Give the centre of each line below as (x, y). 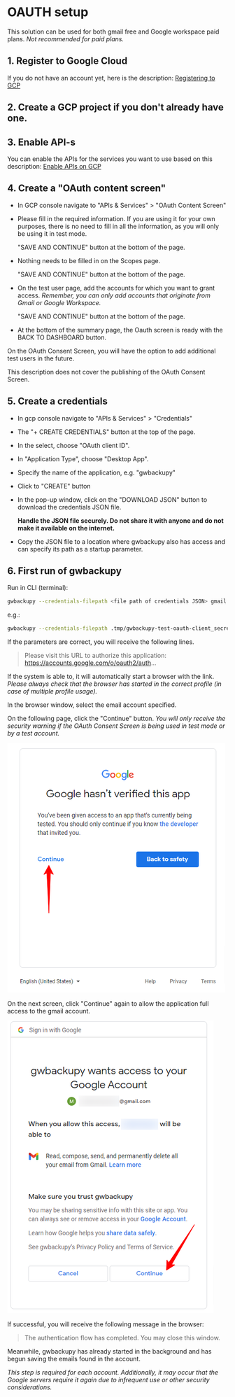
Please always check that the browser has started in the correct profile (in (114, 684)
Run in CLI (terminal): (38, 588)
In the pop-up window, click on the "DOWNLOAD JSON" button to (112, 499)
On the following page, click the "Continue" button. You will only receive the (116, 719)
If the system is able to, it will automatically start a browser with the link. (111, 677)
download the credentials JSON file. (69, 507)
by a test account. (34, 733)
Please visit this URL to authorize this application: (95, 656)
